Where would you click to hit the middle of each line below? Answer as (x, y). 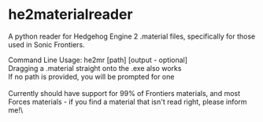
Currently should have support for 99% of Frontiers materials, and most (124, 93)
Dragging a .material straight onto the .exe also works (95, 68)
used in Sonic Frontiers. (46, 44)
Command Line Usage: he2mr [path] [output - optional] (98, 60)
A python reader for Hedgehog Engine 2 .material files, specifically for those (132, 36)
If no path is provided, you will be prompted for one (91, 76)
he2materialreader (70, 15)
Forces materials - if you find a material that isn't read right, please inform (128, 102)
